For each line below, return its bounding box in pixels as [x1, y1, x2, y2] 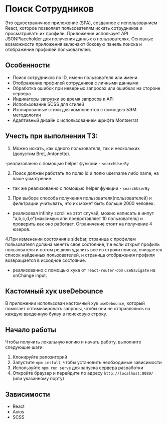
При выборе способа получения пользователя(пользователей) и [12, 195, 152, 201]
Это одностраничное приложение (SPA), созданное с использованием [5, 20, 157, 26]
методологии [12, 112, 41, 118]
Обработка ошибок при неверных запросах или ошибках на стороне [12, 85, 160, 91]
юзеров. [12, 226, 31, 232]
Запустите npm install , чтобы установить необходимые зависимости [12, 360, 162, 366]
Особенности [5, 61, 50, 69]
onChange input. [12, 272, 47, 278]
